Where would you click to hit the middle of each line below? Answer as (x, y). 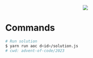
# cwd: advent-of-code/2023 (35, 50)
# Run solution (21, 41)
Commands (30, 28)
